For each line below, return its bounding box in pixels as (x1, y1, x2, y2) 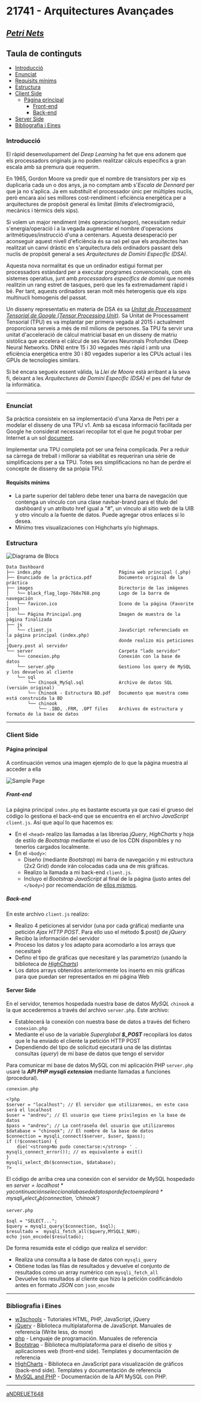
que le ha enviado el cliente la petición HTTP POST (14, 1037, 141, 1044)
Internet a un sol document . (6, 434, 75, 441)
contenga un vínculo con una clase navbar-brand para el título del (14, 498, 178, 505)
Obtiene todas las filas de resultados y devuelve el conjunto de (14, 1262, 170, 1269)
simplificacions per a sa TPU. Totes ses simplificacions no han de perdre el (6, 458, 191, 466)
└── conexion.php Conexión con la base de (17, 653, 181, 660)
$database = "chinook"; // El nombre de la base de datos (6, 1127, 154, 1134)
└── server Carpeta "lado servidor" (6, 648, 181, 654)
